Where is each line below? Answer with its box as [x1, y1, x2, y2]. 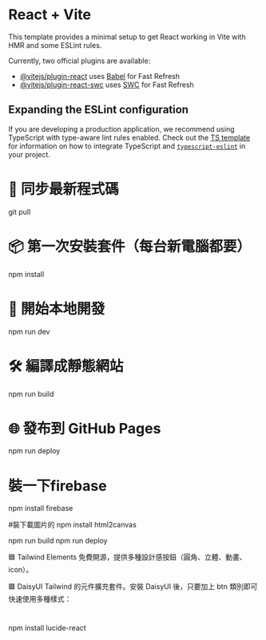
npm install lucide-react [8, 622, 86, 632]
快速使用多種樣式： [8, 595, 72, 604]
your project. [8, 149, 50, 159]
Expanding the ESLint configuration [8, 103, 189, 117]
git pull [8, 207, 31, 216]
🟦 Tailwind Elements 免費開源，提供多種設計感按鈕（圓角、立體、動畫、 [8, 552, 247, 562]
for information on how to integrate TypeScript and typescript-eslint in [8, 141, 246, 151]
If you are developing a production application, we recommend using [8, 124, 235, 133]
